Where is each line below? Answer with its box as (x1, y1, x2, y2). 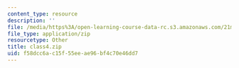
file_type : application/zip (7, 30, 91, 38)
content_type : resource (7, 10, 78, 18)
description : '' (7, 17, 55, 24)
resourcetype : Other (7, 37, 69, 44)
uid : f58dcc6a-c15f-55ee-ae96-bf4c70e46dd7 (7, 50, 139, 57)
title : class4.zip (7, 43, 62, 50)
